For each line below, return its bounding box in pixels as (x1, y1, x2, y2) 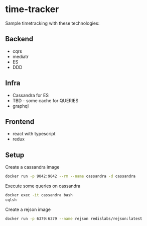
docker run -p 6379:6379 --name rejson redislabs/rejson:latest (5, 216, 142, 221)
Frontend (5, 117, 35, 126)
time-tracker (5, 4, 59, 15)
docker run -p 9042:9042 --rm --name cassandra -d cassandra (5, 174, 136, 179)
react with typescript (12, 131, 56, 137)
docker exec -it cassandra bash (5, 193, 73, 198)
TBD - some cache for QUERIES (12, 97, 79, 104)
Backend (5, 35, 34, 43)
